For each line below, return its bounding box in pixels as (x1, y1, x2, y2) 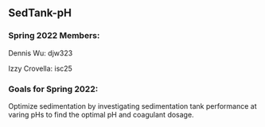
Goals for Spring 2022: (8, 83, 99, 94)
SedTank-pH (8, 6, 72, 20)
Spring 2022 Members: (8, 30, 100, 41)
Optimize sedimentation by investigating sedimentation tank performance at (8, 101, 257, 110)
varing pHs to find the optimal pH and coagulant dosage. (8, 110, 194, 119)
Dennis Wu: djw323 (8, 48, 73, 58)
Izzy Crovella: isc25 (8, 63, 73, 73)
